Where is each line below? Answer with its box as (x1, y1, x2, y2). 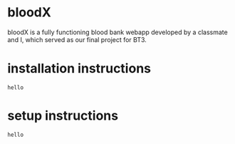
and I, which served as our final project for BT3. (7, 35, 147, 43)
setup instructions (7, 108, 119, 124)
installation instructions (7, 61, 152, 77)
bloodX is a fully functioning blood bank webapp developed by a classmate (7, 28, 228, 36)
